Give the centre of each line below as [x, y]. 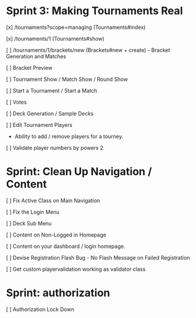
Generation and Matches [36, 56]
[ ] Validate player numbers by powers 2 [55, 147]
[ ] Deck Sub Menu [29, 223]
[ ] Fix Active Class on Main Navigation [53, 200]
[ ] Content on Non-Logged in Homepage [56, 235]
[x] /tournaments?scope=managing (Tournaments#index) [76, 27]
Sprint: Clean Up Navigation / [79, 172]
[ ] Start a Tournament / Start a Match [52, 90]
